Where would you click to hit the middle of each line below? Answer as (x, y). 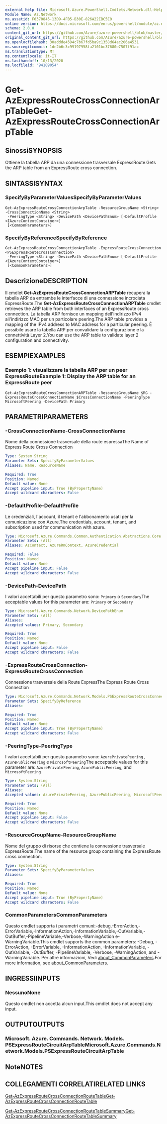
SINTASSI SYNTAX (34, 183)
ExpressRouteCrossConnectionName (40, 397)
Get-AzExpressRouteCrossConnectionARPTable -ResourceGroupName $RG (77, 393)
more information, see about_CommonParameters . (57, 963)
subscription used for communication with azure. (55, 527)
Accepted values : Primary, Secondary (44, 625)
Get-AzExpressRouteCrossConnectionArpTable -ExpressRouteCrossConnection (83, 248)
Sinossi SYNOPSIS (34, 151)
